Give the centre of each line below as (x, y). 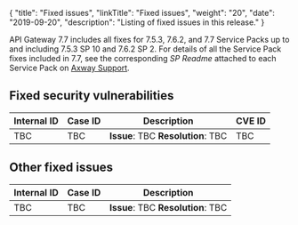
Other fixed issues (61, 168)
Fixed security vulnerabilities (92, 96)
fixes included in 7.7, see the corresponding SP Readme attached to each (143, 58)
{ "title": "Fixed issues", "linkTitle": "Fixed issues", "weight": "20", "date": (142, 13)
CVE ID (251, 121)
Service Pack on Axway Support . (70, 68)
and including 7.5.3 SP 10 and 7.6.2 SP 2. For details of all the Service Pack (145, 49)
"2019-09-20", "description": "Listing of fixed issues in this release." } (137, 22)
